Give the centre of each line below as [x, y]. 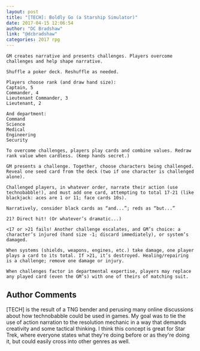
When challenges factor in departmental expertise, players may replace [99, 271]
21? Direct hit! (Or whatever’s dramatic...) [64, 219]
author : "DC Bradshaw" [34, 28]
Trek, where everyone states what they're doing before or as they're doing [98, 335]
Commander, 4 [22, 93]
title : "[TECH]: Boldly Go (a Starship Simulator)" [72, 17]
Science [16, 124]
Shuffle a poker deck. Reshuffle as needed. [63, 72]
